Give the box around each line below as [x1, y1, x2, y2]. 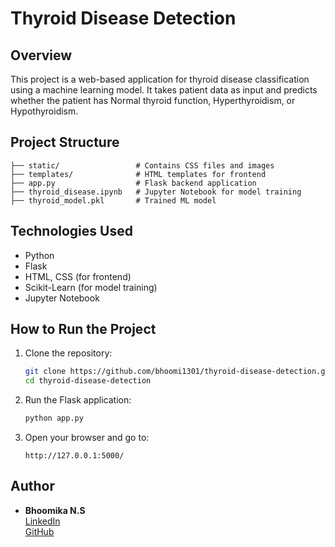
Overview [10, 47, 73, 64]
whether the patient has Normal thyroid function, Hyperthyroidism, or [10, 95, 296, 106]
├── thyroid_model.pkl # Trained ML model [10, 195, 217, 206]
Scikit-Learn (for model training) [24, 281, 158, 293]
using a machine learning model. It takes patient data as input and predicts [10, 84, 318, 96]
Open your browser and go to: [24, 432, 150, 444]
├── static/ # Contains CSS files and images [10, 160, 275, 171]
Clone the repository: [24, 347, 113, 359]
